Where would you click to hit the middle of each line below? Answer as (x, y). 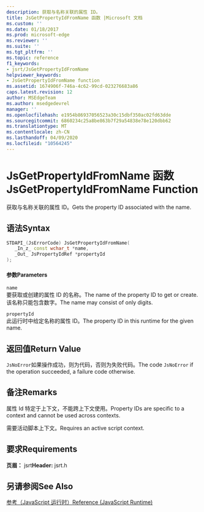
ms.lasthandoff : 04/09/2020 (42, 138)
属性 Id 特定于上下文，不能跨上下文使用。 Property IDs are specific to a (96, 408)
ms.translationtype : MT (37, 127)
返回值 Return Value (44, 349)
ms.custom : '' (25, 23)
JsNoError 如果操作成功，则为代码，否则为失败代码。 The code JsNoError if (100, 365)
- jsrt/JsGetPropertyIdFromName (47, 69)
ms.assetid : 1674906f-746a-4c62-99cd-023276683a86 (72, 87)
